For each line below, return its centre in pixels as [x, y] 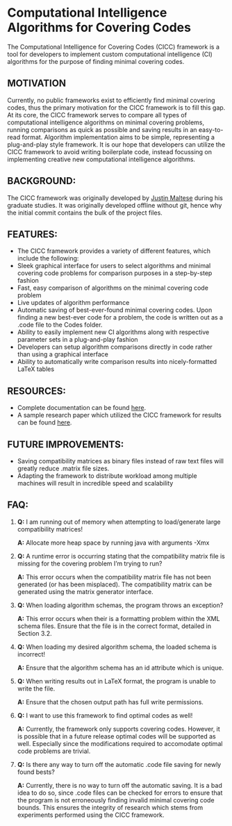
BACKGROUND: [42, 181]
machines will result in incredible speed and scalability [95, 483]
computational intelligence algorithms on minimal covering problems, [106, 122]
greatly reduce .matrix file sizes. [63, 468]
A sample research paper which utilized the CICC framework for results [119, 415]
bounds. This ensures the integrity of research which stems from [110, 807]
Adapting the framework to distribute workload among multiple [107, 476]
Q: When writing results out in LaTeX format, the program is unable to [117, 681]
